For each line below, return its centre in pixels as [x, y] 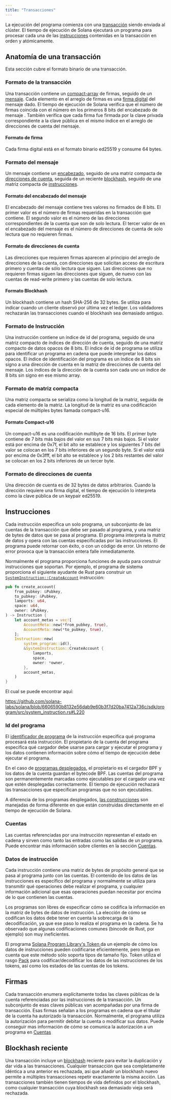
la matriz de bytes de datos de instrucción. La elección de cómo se [76, 913]
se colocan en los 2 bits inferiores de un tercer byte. [60, 460]
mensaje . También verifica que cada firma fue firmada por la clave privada [84, 115]
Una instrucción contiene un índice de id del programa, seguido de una [80, 337]
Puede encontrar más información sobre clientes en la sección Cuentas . [81, 846]
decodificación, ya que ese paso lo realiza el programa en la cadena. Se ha [84, 923]
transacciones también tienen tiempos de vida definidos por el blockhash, [83, 1082]
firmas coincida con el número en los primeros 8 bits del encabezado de [81, 110]
